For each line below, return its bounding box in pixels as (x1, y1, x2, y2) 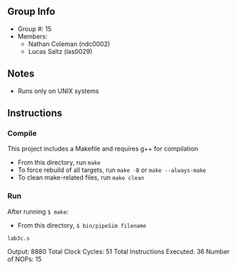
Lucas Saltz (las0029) (28, 47, 93, 55)
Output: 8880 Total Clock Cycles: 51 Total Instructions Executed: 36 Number (7, 247, 230, 256)
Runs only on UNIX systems (17, 87, 99, 95)
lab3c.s (7, 234, 30, 242)
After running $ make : (7, 207, 69, 216)
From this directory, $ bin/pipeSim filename (17, 221, 147, 229)
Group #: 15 (17, 24, 52, 33)
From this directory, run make (17, 158, 101, 167)
